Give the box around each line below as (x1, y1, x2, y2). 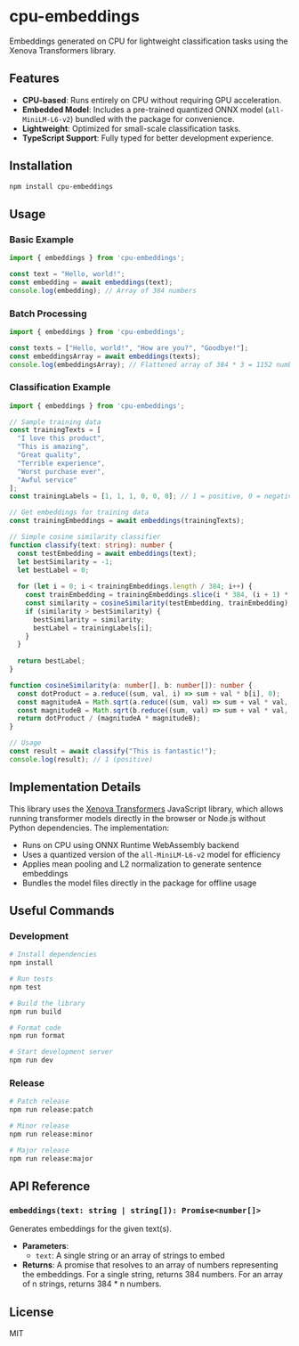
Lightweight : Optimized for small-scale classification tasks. (21, 123, 241, 134)
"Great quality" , (17, 451, 82, 460)
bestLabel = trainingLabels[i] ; (32, 624, 153, 632)
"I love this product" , (17, 434, 105, 443)
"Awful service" (17, 475, 77, 485)
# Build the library (9, 999, 86, 1007)
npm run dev (9, 1056, 53, 1065)
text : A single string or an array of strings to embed (35, 1250, 225, 1261)
